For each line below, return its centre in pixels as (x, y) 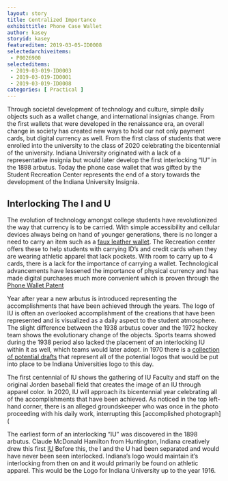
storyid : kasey (29, 39)
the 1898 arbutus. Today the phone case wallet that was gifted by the (104, 168)
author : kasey (27, 32)
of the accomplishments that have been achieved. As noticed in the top (107, 399)
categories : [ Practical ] (45, 90)
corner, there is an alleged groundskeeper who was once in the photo (120, 406)
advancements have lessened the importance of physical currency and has (113, 270)
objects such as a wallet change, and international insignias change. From (111, 116)
